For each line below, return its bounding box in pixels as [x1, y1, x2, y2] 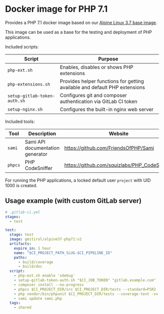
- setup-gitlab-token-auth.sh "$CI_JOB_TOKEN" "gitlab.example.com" [14, 278, 156, 283]
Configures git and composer [60, 92, 127, 98]
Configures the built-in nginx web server [60, 106, 154, 113]
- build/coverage [18, 260, 54, 265]
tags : [9, 300, 21, 306]
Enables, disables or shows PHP [60, 64, 133, 71]
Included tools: [5, 119, 35, 124]
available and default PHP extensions [60, 84, 145, 91]
